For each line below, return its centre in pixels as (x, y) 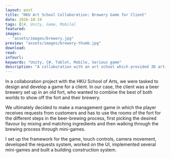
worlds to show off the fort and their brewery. (53, 98)
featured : (16, 29)
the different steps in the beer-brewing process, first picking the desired (81, 118)
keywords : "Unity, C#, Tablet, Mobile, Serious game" (64, 62)
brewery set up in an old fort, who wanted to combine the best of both (79, 92)
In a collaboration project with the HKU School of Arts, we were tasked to (82, 82)
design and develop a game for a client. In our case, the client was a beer (82, 87)
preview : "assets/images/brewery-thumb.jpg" (53, 43)
